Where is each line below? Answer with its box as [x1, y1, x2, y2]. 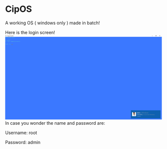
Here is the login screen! [5, 29, 56, 35]
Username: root [5, 130, 37, 136]
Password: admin [5, 139, 41, 145]
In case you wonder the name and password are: [5, 120, 105, 126]
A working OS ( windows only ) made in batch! [5, 20, 100, 26]
